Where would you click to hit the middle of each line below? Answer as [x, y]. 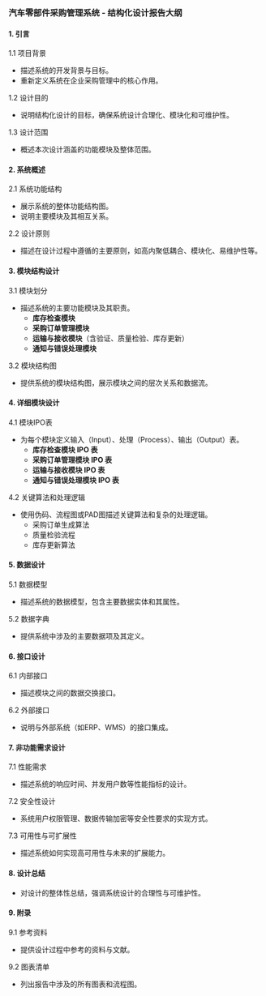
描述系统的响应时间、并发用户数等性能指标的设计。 [105, 784]
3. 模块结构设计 [34, 271]
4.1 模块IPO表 [30, 422]
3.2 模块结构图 [32, 365]
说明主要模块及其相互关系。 [66, 216]
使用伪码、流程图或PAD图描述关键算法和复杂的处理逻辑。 [116, 514]
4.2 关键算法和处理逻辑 [47, 497]
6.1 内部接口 [28, 676]
